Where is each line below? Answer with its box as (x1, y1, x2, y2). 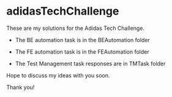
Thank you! (6, 84, 35, 91)
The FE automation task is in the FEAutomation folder (15, 48, 150, 56)
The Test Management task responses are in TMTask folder (15, 60, 166, 67)
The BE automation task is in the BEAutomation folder (15, 36, 150, 43)
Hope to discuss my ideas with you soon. (6, 71, 110, 79)
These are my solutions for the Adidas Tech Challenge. (6, 24, 145, 32)
